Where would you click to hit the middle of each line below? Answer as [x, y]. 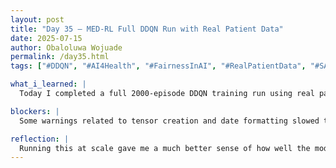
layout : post [37, 19]
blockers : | [35, 111]
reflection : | [40, 139]
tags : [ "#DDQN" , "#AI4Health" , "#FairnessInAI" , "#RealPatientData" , [158, 66]
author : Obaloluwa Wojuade [66, 47]
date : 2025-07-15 [46, 38]
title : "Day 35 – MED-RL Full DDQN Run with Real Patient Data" [147, 29]
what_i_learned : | [48, 84]
